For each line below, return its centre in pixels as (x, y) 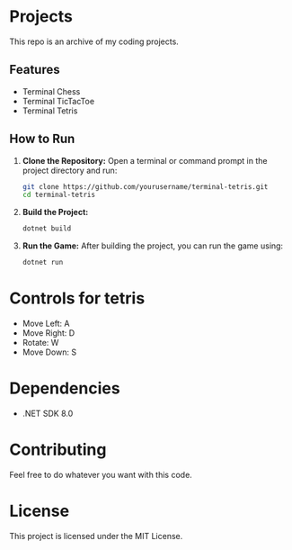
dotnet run (43, 263)
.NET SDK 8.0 (48, 413)
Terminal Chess (51, 91)
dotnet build (47, 229)
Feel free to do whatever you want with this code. (101, 474)
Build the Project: (55, 212)
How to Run (42, 139)
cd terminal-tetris (59, 195)
